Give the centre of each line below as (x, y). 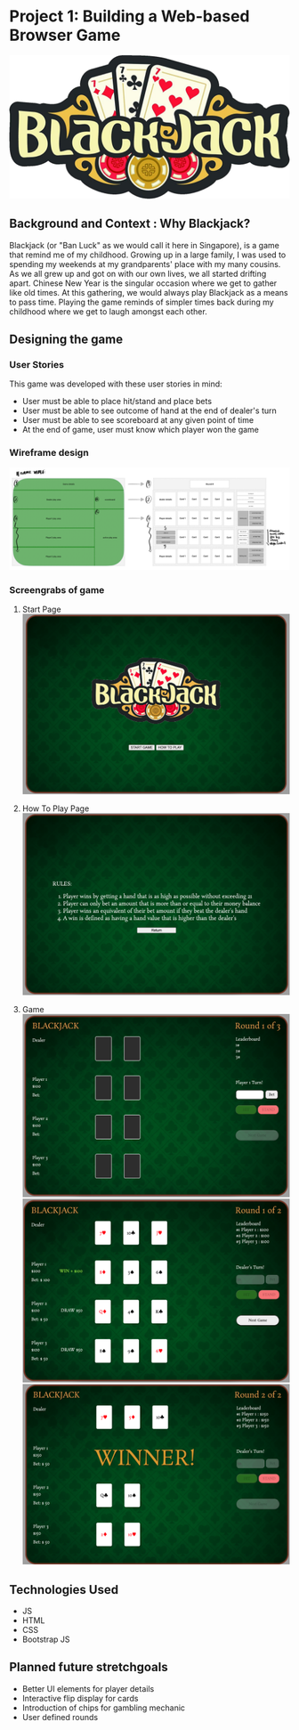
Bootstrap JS (46, 1639)
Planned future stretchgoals (89, 1667)
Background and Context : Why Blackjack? (130, 224)
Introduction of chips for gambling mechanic (103, 1708)
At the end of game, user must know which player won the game (141, 430)
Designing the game (66, 340)
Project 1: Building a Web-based (130, 16)
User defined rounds (60, 1717)
